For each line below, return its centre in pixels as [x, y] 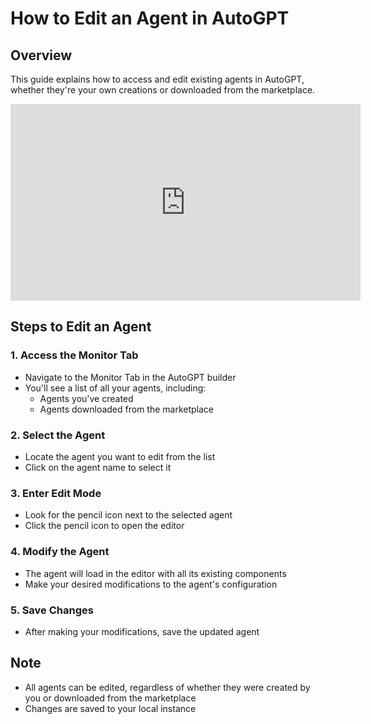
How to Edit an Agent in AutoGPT [150, 18]
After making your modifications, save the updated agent [142, 631]
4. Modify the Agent [60, 552]
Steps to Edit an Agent [81, 327]
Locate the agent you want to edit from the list [120, 456]
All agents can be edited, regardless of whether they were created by [167, 687]
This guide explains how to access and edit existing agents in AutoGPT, [157, 79]
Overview [41, 55]
